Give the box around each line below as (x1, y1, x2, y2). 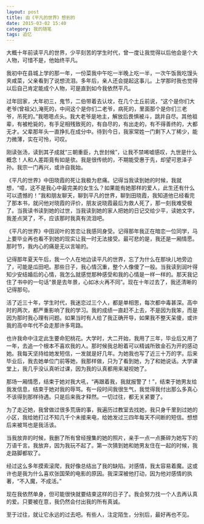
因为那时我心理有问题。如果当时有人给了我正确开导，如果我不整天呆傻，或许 (6, 314, 198, 322)
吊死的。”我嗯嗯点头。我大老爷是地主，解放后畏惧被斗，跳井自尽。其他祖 (16, 113, 198, 120)
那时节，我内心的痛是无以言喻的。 (6, 243, 92, 250)
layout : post (6, 9, 39, 15)
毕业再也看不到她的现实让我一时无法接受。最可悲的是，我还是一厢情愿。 (16, 235, 198, 243)
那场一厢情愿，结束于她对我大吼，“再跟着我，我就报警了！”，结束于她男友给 (6, 378, 197, 385)
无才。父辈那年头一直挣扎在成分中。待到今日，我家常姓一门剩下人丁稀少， (6, 128, 192, 136)
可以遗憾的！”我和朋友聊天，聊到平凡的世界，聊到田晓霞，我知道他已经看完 (6, 192, 195, 199)
